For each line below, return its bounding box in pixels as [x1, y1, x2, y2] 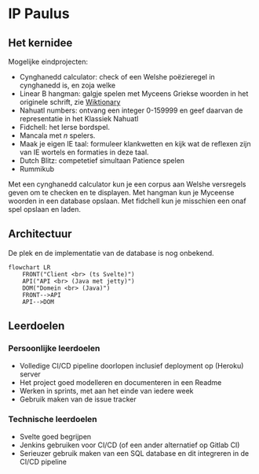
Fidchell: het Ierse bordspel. [19, 123, 110, 131]
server [19, 369, 41, 379]
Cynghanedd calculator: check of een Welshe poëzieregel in [19, 72, 216, 81]
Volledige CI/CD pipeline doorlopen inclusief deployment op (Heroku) [19, 361, 244, 370]
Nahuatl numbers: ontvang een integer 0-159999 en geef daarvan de [19, 106, 243, 115]
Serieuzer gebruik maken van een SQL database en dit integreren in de [19, 448, 250, 457]
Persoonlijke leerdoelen [8, 343, 100, 354]
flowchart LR [8, 263, 51, 272]
